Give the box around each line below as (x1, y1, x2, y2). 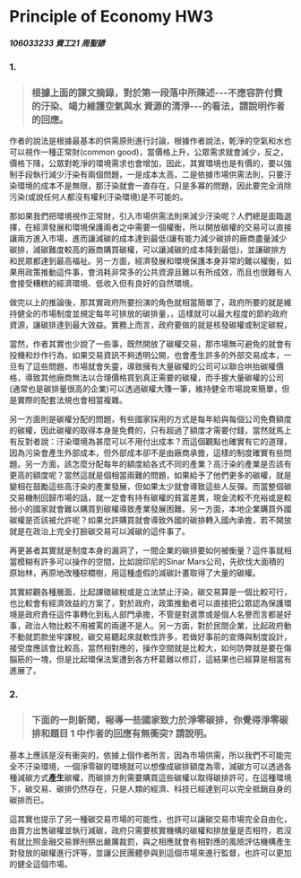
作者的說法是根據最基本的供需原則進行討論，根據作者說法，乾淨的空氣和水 (9, 136, 284, 146)
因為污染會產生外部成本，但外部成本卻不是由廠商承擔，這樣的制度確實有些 (9, 447, 284, 459)
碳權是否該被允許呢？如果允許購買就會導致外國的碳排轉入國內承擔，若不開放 (9, 514, 292, 526)
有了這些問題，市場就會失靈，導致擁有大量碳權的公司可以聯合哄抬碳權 (16, 361, 276, 372)
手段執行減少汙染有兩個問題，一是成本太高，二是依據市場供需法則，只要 (16, 169, 284, 180)
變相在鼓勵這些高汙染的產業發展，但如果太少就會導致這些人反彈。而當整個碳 (9, 481, 292, 492)
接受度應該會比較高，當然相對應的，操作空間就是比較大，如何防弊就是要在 (9, 643, 284, 654)
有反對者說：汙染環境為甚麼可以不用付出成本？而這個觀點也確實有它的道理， (9, 436, 292, 447)
